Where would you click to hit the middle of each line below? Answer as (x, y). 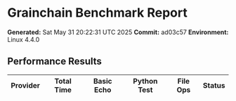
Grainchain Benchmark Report (97, 13)
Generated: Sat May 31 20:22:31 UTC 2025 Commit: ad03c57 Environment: (118, 32)
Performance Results (54, 62)
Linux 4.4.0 (24, 39)
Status (214, 85)
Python (145, 81)
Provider (26, 85)
